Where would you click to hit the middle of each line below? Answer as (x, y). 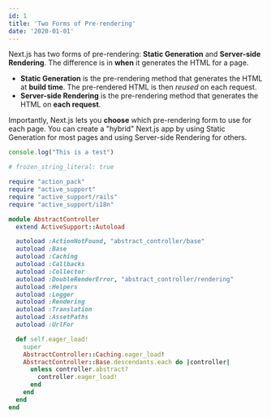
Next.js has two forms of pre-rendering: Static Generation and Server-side (135, 54)
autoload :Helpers (47, 287)
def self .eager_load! (52, 339)
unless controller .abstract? (79, 370)
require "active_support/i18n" (61, 204)
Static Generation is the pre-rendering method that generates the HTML (141, 79)
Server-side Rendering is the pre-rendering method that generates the (139, 96)
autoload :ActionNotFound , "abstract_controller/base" (110, 242)
